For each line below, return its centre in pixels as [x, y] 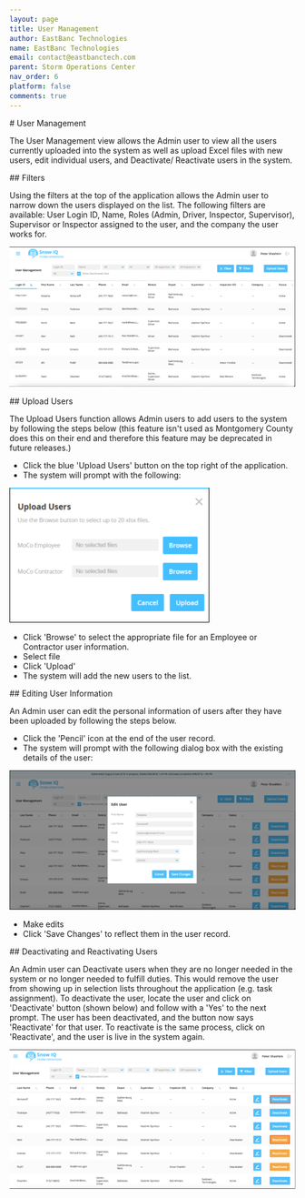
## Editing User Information [61, 693]
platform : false [40, 86]
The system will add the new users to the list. [107, 675]
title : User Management [54, 29]
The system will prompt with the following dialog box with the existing [152, 748]
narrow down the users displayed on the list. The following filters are [138, 205]
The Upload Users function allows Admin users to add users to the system [148, 418]
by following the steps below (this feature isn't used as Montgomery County [151, 428]
